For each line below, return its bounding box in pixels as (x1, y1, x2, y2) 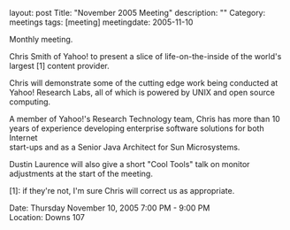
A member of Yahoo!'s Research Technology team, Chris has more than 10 (9, 114, 280, 124)
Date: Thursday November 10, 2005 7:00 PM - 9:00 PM (9, 203, 210, 213)
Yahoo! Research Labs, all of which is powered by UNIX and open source (9, 88, 276, 97)
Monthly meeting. (9, 34, 73, 44)
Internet (9, 133, 38, 142)
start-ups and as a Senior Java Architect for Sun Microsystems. (9, 142, 240, 152)
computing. (9, 96, 51, 107)
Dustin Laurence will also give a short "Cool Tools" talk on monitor (9, 159, 250, 169)
